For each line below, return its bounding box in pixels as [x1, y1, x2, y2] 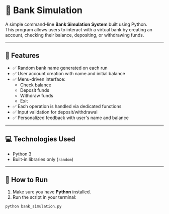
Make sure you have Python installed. [12, 189, 92, 195]
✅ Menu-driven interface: [12, 76, 65, 82]
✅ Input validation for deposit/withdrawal [12, 109, 98, 115]
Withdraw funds [20, 92, 54, 98]
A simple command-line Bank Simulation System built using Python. [5, 21, 147, 27]
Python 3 [12, 151, 32, 157]
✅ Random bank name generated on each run [12, 65, 108, 71]
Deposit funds [20, 87, 49, 93]
